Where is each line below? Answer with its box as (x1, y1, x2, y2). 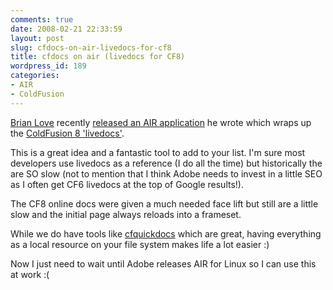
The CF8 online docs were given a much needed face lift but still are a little (10, 197, 319, 210)
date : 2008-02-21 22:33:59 (10, 24, 123, 34)
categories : (10, 71, 60, 81)
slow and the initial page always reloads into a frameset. (10, 208, 242, 220)
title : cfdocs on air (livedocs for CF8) (10, 52, 186, 62)
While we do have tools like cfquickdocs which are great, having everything (10, 227, 322, 240)
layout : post (10, 33, 65, 43)
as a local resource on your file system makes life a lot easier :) (10, 238, 270, 250)
